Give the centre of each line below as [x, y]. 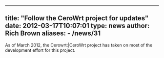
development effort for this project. [40, 50]
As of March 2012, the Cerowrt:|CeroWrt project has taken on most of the [79, 45]
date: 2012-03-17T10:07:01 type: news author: [77, 26]
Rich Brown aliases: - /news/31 [53, 34]
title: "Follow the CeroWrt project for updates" [77, 18]
